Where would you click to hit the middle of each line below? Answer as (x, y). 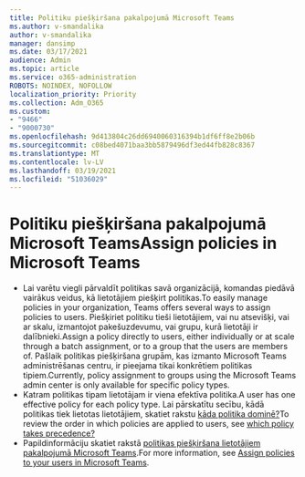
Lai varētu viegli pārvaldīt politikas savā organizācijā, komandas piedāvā (158, 288)
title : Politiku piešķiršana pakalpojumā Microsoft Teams (122, 18)
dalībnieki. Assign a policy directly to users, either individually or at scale (158, 337)
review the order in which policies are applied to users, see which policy (158, 424)
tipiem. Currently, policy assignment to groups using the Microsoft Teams (159, 376)
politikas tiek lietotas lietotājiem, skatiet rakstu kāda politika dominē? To (156, 414)
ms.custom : (30, 111)
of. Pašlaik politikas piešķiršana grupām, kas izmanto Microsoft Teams (155, 356)
